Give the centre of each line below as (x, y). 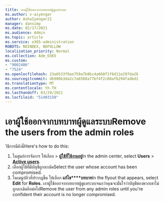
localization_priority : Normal (37, 51)
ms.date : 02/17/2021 (27, 28)
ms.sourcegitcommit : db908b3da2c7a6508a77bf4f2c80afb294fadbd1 (72, 79)
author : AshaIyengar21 (28, 19)
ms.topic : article (24, 38)
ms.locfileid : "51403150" (32, 97)
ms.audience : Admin (25, 33)
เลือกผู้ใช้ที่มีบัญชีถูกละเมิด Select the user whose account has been (75, 167)
